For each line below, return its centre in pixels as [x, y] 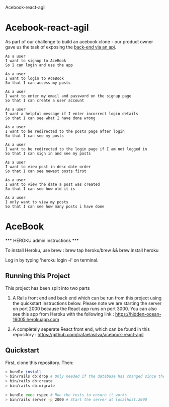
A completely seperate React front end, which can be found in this [81, 329]
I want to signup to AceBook [36, 61]
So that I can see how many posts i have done [55, 207]
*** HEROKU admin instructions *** [42, 240]
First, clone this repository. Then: [39, 363]
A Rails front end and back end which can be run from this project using [87, 298]
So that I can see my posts [35, 136]
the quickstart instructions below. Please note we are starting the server [87, 303]
